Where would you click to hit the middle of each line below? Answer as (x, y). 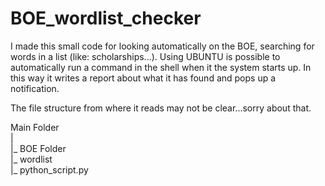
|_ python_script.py (49, 169)
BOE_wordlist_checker (106, 18)
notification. (35, 88)
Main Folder (35, 127)
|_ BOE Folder (38, 148)
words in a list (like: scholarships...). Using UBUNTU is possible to (145, 56)
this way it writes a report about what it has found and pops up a (143, 78)
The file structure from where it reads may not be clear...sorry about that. (161, 108)
